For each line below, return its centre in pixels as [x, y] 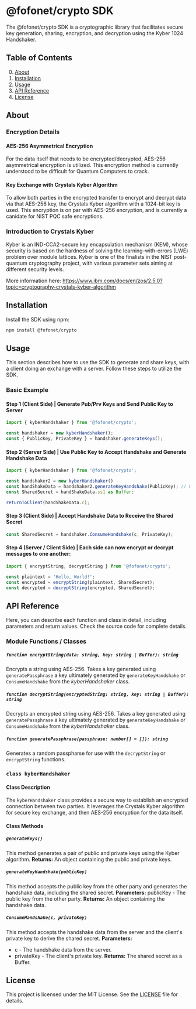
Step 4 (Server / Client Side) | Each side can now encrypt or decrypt [90, 548]
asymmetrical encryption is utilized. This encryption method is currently [92, 165]
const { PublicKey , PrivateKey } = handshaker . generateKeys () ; [85, 439]
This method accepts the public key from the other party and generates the [97, 886]
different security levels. [35, 269]
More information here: [34, 281]
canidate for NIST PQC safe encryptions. [55, 216]
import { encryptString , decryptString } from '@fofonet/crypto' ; [88, 566]
